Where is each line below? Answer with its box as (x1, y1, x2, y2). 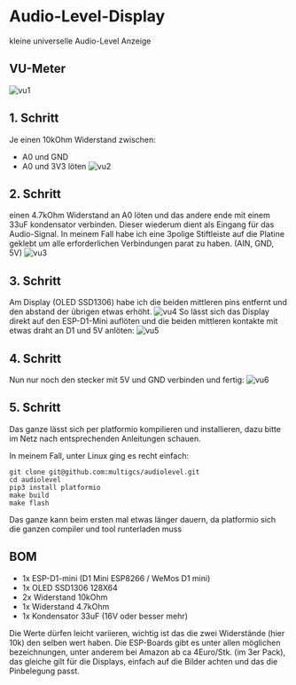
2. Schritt (9, 186, 62, 201)
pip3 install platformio (9, 483, 101, 492)
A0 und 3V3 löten (21, 161, 87, 171)
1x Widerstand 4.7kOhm (21, 601, 110, 611)
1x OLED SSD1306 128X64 (21, 582, 118, 593)
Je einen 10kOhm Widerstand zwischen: (9, 134, 157, 145)
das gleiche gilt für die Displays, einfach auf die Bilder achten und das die (9, 656, 278, 666)
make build (9, 491, 50, 500)
